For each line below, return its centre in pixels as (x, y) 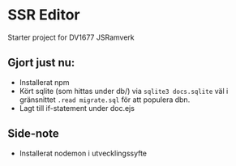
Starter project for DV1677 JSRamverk (71, 37)
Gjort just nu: (41, 63)
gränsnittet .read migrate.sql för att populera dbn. (105, 100)
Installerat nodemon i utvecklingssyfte (83, 153)
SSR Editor (44, 15)
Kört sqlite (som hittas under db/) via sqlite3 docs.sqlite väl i (124, 91)
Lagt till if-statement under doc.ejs (77, 108)
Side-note (33, 134)
